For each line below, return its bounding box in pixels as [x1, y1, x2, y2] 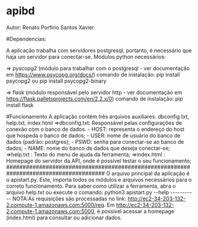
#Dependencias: [6, 35, 46, 42]
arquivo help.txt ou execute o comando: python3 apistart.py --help [6, 188, 170, 196]
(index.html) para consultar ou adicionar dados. [6, 214, 123, 221]
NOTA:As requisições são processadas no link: [12, 195, 126, 202]
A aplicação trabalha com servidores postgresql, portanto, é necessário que [6, 46, 192, 54]
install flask [6, 101, 34, 108]
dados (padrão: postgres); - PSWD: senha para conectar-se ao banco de [6, 138, 184, 145]
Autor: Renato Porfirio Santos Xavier [6, 24, 94, 31]
